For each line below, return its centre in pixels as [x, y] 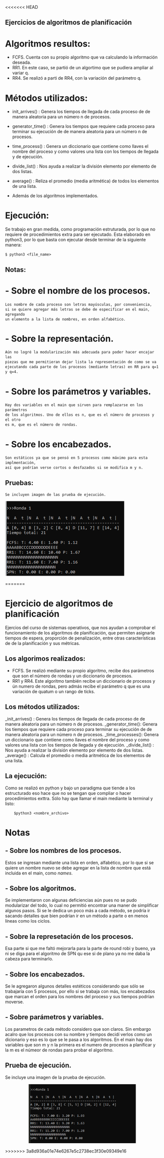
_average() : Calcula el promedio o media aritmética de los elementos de [78, 755]
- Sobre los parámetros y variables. [78, 391]
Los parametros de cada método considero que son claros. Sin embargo [78, 1029]
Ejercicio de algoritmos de [59, 604]
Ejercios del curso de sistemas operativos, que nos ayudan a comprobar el [80, 628]
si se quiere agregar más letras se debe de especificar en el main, [78, 309]
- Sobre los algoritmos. [41, 888]
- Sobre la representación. [59, 338]
